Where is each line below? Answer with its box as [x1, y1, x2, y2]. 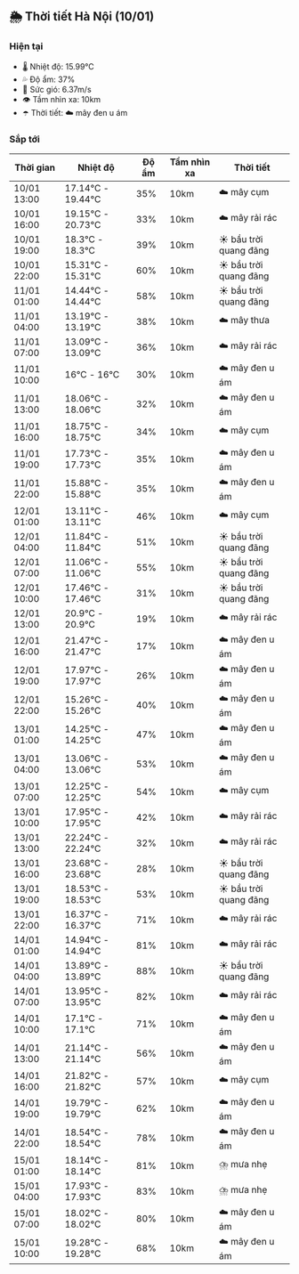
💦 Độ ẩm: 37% [21, 74, 76, 85]
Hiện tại [9, 40, 44, 53]
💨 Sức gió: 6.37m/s [21, 84, 92, 94]
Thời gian [14, 161, 56, 174]
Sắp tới [9, 133, 40, 145]
